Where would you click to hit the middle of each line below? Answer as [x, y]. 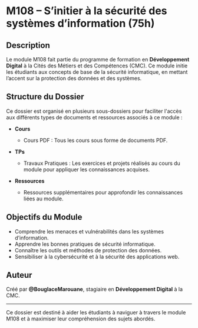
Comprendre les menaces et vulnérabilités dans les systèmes [89, 231]
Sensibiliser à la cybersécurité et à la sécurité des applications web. [97, 256]
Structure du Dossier [45, 97]
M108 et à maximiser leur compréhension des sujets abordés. [81, 319]
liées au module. [43, 199]
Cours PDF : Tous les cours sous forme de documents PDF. [95, 140]
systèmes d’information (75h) [80, 23]
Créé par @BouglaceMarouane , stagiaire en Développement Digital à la [95, 289]
